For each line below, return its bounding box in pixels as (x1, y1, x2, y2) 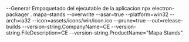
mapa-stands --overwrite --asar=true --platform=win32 (33, 11, 169, 18)
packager (6, 11, 29, 18)
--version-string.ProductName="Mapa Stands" (69, 29, 183, 36)
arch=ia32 (6, 17, 31, 24)
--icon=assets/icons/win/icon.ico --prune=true (32, 17, 146, 24)
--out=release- (147, 17, 184, 24)
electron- (151, 5, 175, 12)
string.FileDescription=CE (6, 29, 69, 36)
